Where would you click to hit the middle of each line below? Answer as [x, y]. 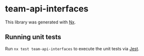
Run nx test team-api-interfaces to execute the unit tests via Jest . [72, 48]
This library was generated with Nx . [40, 22]
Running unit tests [33, 37]
